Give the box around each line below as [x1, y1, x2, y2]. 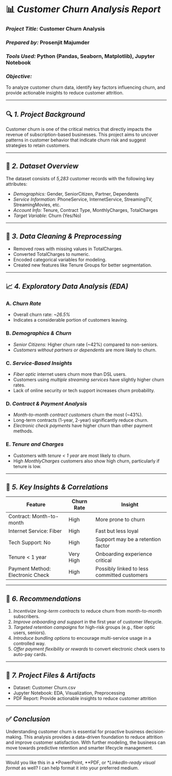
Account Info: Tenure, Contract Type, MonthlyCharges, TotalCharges [13, 207, 158, 213]
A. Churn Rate [6, 300, 41, 307]
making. [6, 734, 23, 740]
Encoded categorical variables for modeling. [13, 256, 107, 262]
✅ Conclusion [6, 715, 51, 723]
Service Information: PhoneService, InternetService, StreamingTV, [13, 196, 153, 202]
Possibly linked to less [95, 565, 149, 572]
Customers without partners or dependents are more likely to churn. [13, 347, 157, 353]
